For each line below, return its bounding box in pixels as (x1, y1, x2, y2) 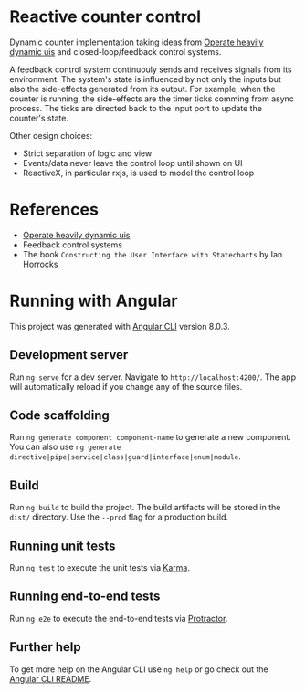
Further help (9, 639, 82, 655)
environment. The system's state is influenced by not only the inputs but (9, 73, 281, 84)
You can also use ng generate (9, 441, 121, 453)
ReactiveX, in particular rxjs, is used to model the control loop (22, 167, 255, 178)
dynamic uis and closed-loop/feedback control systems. (9, 46, 222, 57)
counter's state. (9, 112, 68, 123)
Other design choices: (9, 130, 93, 141)
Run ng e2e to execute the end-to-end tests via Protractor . (9, 613, 228, 624)
